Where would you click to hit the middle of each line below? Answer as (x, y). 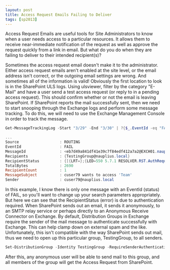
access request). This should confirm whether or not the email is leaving (81, 97)
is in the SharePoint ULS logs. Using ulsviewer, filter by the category (76, 87)
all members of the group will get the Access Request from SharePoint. (79, 262)
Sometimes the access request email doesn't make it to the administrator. (82, 65)
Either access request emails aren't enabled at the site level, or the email (81, 70)
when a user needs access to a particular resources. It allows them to (78, 39)
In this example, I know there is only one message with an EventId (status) (82, 189)
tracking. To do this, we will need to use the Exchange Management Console (85, 113)
